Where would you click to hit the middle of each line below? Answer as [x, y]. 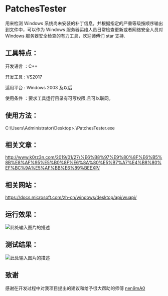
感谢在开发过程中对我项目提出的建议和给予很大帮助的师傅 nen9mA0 [75, 288]
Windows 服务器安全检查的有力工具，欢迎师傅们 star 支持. [65, 36]
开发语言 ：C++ [21, 66]
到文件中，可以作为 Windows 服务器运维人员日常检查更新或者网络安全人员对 [84, 29]
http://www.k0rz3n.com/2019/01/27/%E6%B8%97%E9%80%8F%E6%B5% [84, 157]
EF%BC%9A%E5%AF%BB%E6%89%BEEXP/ [53, 168]
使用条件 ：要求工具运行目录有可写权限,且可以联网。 [59, 98]
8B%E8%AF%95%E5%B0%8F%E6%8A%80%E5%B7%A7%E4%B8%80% [83, 163]
